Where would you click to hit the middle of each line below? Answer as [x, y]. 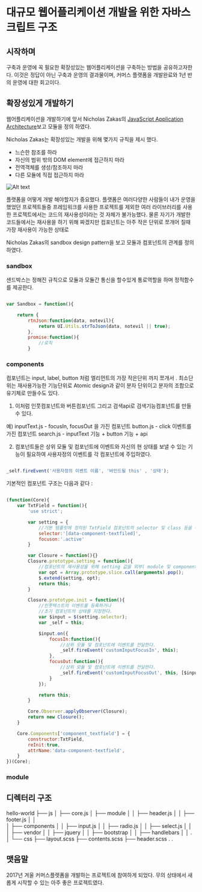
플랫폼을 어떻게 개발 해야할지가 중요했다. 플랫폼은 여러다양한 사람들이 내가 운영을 [101, 199]
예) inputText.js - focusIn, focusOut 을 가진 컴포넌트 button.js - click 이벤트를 [99, 426]
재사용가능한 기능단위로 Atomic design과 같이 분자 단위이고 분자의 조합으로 [106, 386]
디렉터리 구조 [29, 798]
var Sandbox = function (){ [40, 304]
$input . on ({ [53, 634]
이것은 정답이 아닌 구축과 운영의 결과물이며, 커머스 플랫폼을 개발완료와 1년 [100, 75]
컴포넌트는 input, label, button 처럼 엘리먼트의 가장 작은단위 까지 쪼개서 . [92, 378]
